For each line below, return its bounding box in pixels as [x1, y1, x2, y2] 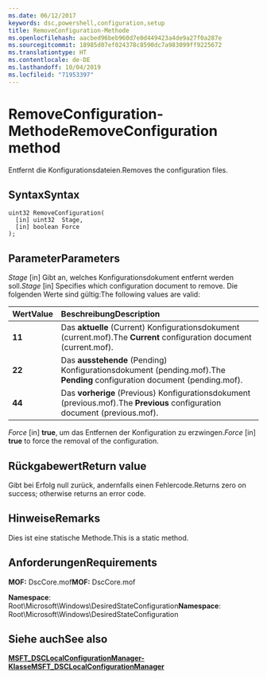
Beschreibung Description [60, 308, 161, 320]
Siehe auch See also [8, 633, 108, 646]
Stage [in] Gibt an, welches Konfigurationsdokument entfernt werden [8, 273, 234, 282]
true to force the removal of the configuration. [8, 436, 159, 446]
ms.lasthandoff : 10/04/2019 [8, 64, 102, 72]
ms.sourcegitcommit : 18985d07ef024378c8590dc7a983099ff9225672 [8, 41, 222, 49]
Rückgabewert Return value [8, 459, 147, 473]
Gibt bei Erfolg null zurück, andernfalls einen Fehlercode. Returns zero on [8, 480, 246, 490]
